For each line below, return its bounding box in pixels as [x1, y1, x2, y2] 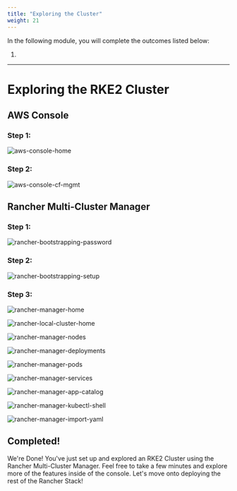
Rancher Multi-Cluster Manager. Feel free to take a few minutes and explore [7, 461, 228, 470]
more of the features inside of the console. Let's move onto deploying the [7, 469, 221, 478]
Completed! [7, 435, 61, 447]
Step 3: [7, 289, 33, 299]
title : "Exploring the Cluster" [7, 10, 102, 18]
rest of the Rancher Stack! [7, 476, 83, 485]
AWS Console [7, 110, 69, 122]
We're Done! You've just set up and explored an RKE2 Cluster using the [7, 454, 214, 463]
